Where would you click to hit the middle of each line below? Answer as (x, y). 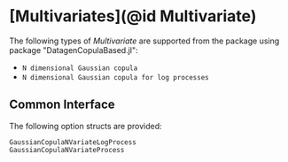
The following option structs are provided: (86, 126)
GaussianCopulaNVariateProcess (67, 150)
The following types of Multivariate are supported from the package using (144, 41)
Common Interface (62, 105)
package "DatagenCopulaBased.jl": (74, 50)
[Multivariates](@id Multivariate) (133, 16)
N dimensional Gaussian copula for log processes (116, 77)
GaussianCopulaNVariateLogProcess (73, 142)
